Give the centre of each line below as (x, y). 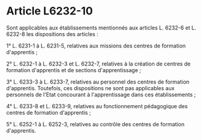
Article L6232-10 (50, 11)
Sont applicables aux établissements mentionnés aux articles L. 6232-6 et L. (101, 28)
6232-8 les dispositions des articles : (52, 34)
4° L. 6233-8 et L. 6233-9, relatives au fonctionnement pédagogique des (97, 106)
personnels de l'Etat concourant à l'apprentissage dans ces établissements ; (101, 94)
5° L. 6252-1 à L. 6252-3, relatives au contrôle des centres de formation (96, 124)
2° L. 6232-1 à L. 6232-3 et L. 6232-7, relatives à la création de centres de (99, 64)
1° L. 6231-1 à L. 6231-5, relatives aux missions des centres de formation (96, 46)
